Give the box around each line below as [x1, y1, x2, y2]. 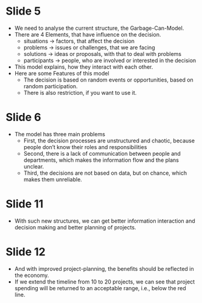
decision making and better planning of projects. [14, 223, 136, 231]
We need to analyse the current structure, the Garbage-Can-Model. [14, 24, 184, 32]
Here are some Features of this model [14, 69, 110, 77]
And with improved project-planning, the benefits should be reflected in [14, 265, 194, 272]
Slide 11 [5, 197, 44, 211]
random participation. [23, 82, 78, 89]
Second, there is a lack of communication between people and [23, 150, 181, 157]
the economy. [14, 271, 49, 279]
